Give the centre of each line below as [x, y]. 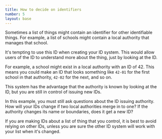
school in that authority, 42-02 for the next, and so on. [59, 77]
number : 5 [15, 14]
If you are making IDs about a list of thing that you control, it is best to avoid [81, 121]
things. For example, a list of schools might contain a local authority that [77, 38]
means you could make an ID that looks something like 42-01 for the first [77, 72]
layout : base [18, 19]
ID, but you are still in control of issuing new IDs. [53, 92]
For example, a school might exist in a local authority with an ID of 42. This [80, 67]
